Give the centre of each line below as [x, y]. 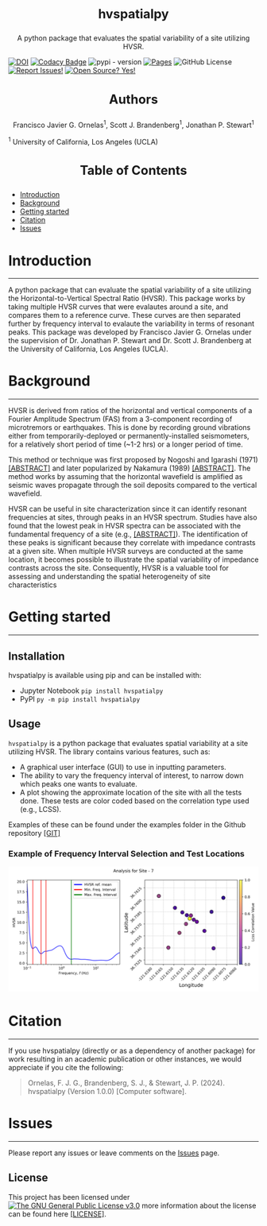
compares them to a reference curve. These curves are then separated [124, 315]
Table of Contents [133, 171]
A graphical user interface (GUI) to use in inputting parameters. [123, 767]
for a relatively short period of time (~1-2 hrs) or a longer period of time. [126, 444]
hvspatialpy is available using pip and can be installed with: [105, 675]
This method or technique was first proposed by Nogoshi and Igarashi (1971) [133, 460]
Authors [133, 99]
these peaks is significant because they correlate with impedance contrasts [132, 543]
